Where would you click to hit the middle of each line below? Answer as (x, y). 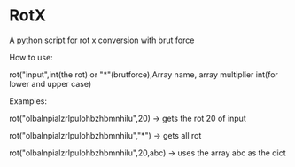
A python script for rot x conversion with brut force (102, 40)
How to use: (31, 57)
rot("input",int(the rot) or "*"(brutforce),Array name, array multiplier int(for (144, 74)
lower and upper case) (50, 83)
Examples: (28, 101)
